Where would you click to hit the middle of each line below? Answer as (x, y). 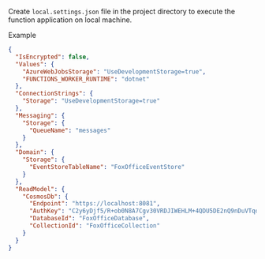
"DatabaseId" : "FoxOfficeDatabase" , (89, 219)
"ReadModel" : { (40, 189)
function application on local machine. (70, 20)
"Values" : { (35, 64)
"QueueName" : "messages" (70, 130)
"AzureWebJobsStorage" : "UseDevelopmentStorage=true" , (114, 71)
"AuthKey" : (47, 211)
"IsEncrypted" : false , (52, 57)
